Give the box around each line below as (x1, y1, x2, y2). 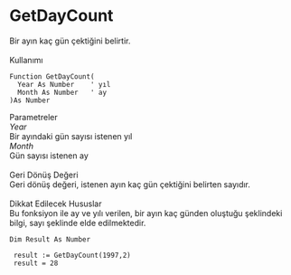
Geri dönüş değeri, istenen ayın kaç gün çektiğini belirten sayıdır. (9, 178, 251, 190)
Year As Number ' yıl (17, 80, 111, 89)
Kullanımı (9, 54, 43, 65)
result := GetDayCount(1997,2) (13, 251, 131, 260)
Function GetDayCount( (9, 71, 95, 81)
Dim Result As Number (9, 234, 91, 244)
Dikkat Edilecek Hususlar (9, 198, 102, 209)
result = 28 (13, 259, 59, 268)
